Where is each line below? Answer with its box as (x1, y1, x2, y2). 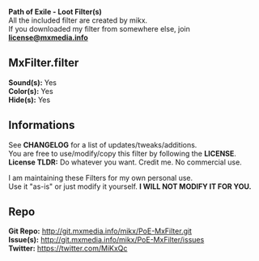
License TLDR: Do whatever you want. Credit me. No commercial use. (8, 157, 243, 167)
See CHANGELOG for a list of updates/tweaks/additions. (8, 139, 197, 149)
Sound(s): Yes (8, 77, 57, 88)
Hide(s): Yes (8, 95, 51, 105)
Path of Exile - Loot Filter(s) (8, 7, 103, 16)
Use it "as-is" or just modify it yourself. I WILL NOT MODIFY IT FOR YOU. (8, 182, 252, 191)
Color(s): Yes (8, 86, 54, 96)
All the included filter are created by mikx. (8, 15, 148, 25)
